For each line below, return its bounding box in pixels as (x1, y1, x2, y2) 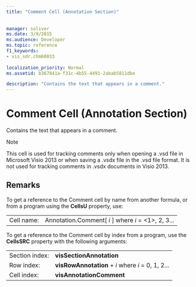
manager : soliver (6, 25, 50, 32)
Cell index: (9, 271, 39, 279)
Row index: (9, 261, 40, 269)
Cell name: (9, 216, 40, 224)
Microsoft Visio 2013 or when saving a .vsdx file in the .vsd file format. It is (6, 157, 190, 164)
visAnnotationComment (55, 271, 125, 279)
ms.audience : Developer (6, 37, 66, 43)
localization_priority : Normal (6, 64, 85, 71)
